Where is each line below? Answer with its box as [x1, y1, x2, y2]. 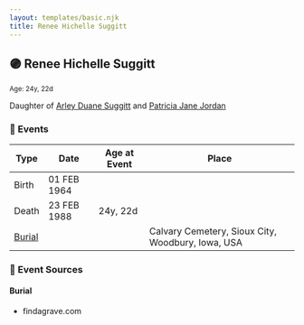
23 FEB [48, 199, 80, 211]
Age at [105, 146, 134, 159]
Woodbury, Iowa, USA [148, 236, 242, 248]
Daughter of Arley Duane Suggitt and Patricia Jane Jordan [9, 100, 226, 111]
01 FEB [48, 172, 80, 185]
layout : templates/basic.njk [9, 13, 119, 23]
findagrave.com [22, 305, 82, 316]
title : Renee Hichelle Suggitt [9, 22, 128, 31]
